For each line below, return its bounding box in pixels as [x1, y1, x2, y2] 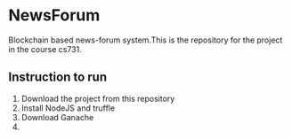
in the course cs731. [8, 43, 82, 54]
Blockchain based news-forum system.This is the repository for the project [8, 35, 283, 45]
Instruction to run [8, 70, 108, 85]
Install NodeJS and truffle [20, 103, 116, 113]
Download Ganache [20, 112, 94, 122]
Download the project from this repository [20, 93, 175, 104]
